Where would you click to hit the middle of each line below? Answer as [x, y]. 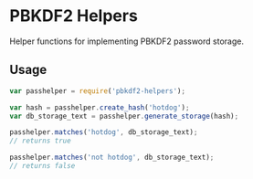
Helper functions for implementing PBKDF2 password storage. [127, 41]
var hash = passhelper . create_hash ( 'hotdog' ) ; [100, 107]
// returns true [40, 141]
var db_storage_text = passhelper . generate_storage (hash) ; [124, 116]
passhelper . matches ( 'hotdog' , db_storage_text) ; [104, 132]
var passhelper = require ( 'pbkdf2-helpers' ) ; [97, 91]
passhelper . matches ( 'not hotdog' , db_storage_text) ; [112, 158]
